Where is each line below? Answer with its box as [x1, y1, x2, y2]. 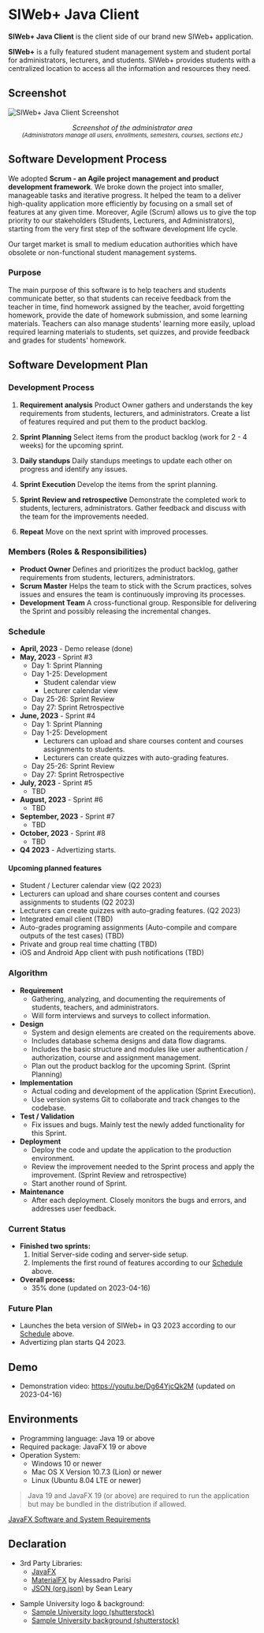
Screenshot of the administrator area [72, 122, 193, 132]
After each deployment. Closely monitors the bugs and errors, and [31, 1195, 247, 1204]
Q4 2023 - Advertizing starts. [19, 845, 117, 855]
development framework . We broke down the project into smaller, [8, 182, 224, 191]
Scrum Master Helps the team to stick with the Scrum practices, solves [19, 581, 252, 590]
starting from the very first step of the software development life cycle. [8, 223, 238, 234]
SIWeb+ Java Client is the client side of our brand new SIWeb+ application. [8, 32, 254, 41]
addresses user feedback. [31, 1204, 117, 1213]
